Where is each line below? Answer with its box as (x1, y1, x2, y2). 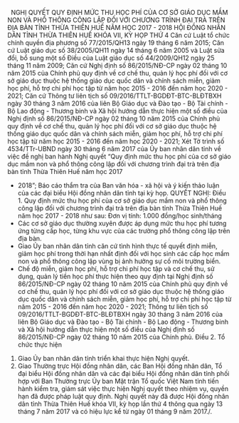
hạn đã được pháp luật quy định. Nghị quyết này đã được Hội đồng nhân (17, 392, 230, 400)
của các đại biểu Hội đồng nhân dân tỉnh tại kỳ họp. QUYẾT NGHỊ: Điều (17, 189, 226, 197)
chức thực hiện (17, 340, 63, 349)
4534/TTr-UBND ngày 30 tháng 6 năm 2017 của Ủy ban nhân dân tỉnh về (7, 145, 222, 153)
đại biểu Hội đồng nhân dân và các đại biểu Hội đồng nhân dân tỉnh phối (17, 370, 230, 377)
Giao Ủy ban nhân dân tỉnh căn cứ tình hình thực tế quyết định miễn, (17, 242, 218, 250)
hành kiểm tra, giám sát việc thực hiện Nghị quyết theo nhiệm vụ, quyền (17, 384, 229, 393)
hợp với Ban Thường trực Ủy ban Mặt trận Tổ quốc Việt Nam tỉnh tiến (17, 377, 219, 385)
